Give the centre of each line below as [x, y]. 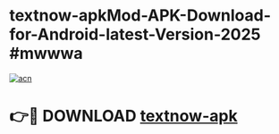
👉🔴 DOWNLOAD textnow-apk [124, 116]
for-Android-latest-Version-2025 [135, 34]
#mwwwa [46, 54]
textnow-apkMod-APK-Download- [140, 16]
